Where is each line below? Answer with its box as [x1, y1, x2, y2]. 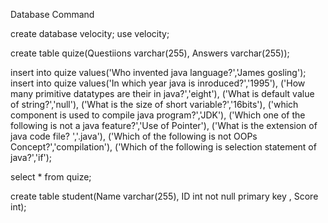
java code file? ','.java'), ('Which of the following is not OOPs [10, 130, 258, 142]
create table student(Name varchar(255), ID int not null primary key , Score [10, 190, 319, 202]
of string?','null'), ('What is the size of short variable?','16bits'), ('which [10, 99, 299, 110]
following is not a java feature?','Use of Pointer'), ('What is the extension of [10, 120, 318, 131]
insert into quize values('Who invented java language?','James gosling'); [10, 67, 307, 78]
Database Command [10, 9, 95, 20]
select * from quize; [10, 171, 92, 183]
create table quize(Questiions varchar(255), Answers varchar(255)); [10, 47, 290, 59]
